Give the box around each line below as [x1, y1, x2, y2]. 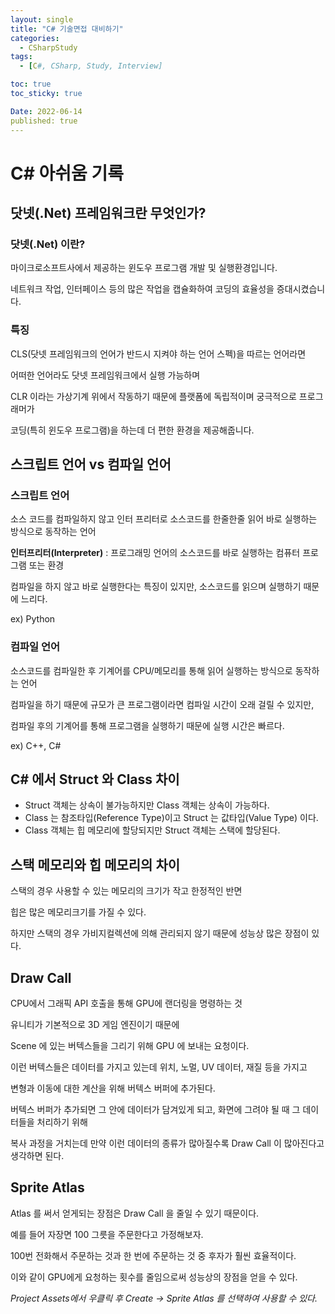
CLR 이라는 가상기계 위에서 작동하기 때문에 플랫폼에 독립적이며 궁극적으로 [10, 390, 297, 402]
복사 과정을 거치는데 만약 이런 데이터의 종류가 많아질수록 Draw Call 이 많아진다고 [10, 1137, 325, 1150]
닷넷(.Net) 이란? [10, 237, 86, 251]
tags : [10, 52, 33, 62]
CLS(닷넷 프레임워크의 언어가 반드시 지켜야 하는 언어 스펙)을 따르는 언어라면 [10, 347, 307, 360]
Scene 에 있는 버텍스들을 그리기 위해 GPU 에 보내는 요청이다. [10, 1040, 250, 1052]
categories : [10, 33, 60, 43]
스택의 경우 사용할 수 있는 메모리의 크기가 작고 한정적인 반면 [10, 885, 243, 897]
